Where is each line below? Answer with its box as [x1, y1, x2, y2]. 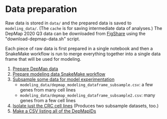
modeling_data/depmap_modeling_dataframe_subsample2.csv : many [20, 92, 155, 98]
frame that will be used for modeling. [5, 56, 81, 62]
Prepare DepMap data [12, 66, 59, 72]
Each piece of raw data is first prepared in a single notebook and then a [5, 45, 153, 51]
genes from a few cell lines [20, 97, 76, 103]
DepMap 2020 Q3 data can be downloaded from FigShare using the [5, 30, 146, 36]
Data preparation [5, 3, 77, 15]
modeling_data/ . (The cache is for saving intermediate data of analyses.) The [5, 25, 162, 31]
